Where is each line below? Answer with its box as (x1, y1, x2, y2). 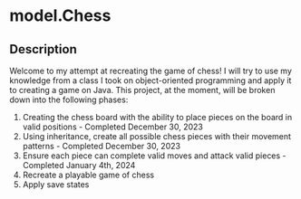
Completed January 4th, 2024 (22, 160, 136, 170)
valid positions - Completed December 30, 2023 (22, 121, 204, 132)
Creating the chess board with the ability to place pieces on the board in (22, 112, 293, 122)
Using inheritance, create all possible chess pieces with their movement (22, 131, 292, 141)
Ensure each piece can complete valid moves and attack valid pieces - (22, 150, 287, 161)
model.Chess (9, 5, 112, 26)
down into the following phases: (9, 94, 129, 105)
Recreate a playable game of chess (22, 169, 155, 180)
